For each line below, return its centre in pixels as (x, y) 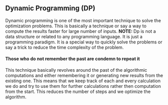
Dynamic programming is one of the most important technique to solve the (83, 20)
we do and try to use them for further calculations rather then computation (83, 86)
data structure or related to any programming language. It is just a (74, 36)
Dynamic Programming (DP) (50, 8)
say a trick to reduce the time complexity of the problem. (64, 47)
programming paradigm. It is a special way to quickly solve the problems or (84, 42)
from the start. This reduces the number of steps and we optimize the (78, 92)
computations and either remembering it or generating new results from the (84, 76)
